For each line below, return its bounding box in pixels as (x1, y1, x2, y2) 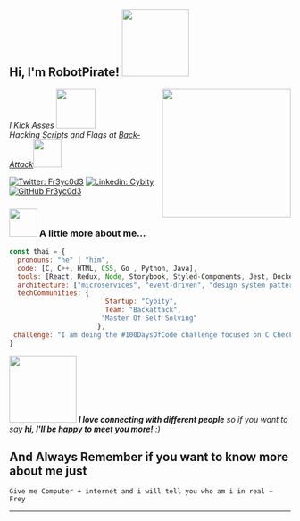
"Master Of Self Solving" (101, 314, 198, 323)
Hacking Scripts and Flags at (9, 129, 117, 139)
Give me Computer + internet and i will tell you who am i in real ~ (9, 487, 274, 496)
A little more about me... (38, 227, 146, 239)
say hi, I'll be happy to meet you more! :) (9, 424, 161, 434)
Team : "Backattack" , (104, 306, 181, 315)
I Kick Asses (9, 120, 55, 130)
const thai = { (9, 248, 66, 256)
